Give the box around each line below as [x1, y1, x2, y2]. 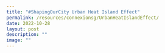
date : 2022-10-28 [6, 20, 51, 26]
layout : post [6, 26, 40, 32]
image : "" [6, 37, 32, 43]
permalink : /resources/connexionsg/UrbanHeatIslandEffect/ [6, 15, 160, 21]
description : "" [6, 32, 47, 38]
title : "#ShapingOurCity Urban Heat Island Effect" [6, 9, 140, 15]
